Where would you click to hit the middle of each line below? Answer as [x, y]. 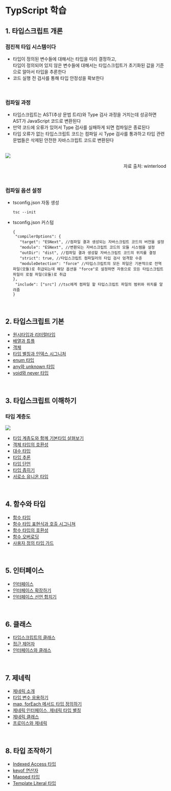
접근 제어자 [24, 644]
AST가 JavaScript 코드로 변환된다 [47, 121]
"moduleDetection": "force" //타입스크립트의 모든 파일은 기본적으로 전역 [91, 264]
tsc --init [24, 212]
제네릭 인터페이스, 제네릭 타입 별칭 [47, 710]
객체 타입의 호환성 [30, 444]
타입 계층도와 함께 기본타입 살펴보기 [48, 438]
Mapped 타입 [26, 777]
